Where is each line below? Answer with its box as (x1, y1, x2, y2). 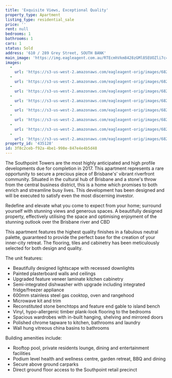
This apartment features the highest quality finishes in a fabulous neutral (5, 229, 159, 235)
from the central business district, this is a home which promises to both (5, 182, 158, 188)
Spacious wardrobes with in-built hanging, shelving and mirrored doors (12, 314, 163, 320)
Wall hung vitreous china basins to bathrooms (12, 325, 110, 331)
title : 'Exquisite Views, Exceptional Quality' (5, 7, 109, 13)
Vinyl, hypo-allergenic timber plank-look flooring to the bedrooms (12, 309, 151, 314)
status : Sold (5, 46, 33, 51)
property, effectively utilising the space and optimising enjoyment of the (5, 213, 157, 220)
